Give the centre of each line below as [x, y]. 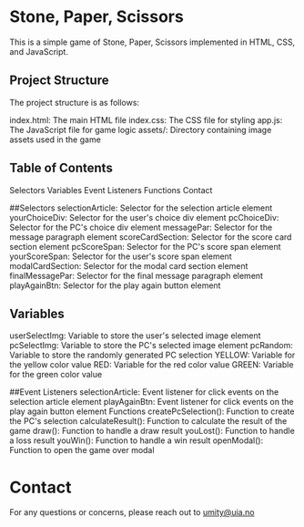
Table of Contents [61, 168]
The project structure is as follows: [74, 102]
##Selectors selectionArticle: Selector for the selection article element [141, 208]
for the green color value [56, 375]
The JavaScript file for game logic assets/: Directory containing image [141, 129]
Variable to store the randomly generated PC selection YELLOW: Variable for [152, 355]
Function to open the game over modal [82, 450]
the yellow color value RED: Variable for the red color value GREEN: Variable [152, 365]
